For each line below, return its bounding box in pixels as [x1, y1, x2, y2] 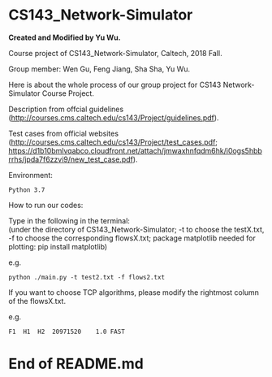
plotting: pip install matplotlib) [8, 241, 108, 251]
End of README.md [8, 355, 144, 373]
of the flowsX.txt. [8, 296, 67, 305]
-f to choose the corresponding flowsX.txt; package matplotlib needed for [8, 233, 256, 243]
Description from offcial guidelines [8, 104, 124, 114]
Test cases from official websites [8, 128, 119, 138]
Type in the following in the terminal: [8, 215, 130, 225]
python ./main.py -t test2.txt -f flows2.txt [8, 273, 165, 281]
